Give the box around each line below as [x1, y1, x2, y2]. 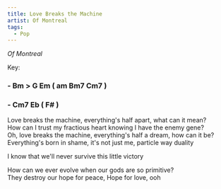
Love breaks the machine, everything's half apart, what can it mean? [7, 116, 207, 125]
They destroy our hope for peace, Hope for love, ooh [7, 173, 161, 182]
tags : [7, 23, 23, 30]
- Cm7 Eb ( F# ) [7, 100, 59, 110]
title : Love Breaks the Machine [7, 10, 102, 18]
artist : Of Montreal [7, 17, 68, 24]
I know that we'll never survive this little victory [7, 152, 144, 161]
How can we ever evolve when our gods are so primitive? [7, 166, 174, 174]
